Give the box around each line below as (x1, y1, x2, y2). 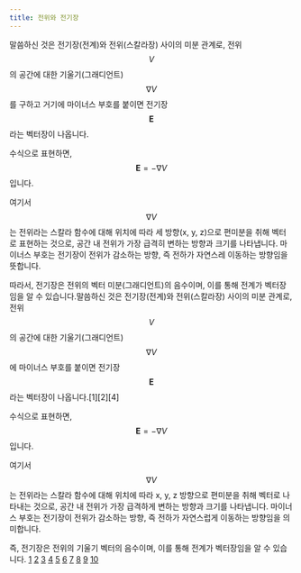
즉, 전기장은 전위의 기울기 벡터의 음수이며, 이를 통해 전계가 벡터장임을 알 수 (9, 542, 271, 553)
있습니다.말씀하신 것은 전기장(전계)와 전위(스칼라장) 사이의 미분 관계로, (44, 290, 293, 302)
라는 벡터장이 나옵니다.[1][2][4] (9, 391, 120, 402)
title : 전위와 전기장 (9, 13, 79, 23)
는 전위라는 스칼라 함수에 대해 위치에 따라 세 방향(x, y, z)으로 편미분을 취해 (9, 226, 270, 237)
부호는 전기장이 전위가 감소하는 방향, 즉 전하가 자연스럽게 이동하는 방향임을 (18, 512, 281, 523)
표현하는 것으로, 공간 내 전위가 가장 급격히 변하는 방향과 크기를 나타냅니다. (18, 238, 278, 249)
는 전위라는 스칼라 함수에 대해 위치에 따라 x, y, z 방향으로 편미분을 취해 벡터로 (9, 489, 281, 500)
